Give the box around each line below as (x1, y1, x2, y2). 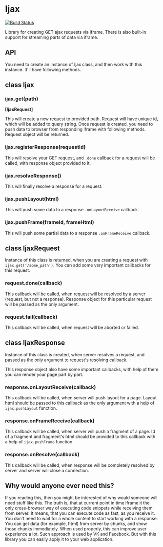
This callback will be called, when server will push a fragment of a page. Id (5, 429, 155, 435)
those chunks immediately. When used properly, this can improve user (5, 525, 147, 531)
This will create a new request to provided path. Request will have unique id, (5, 116, 159, 122)
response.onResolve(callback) (5, 451, 80, 458)
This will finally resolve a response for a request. (5, 183, 102, 189)
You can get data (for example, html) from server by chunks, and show (5, 521, 147, 526)
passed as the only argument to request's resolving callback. (5, 357, 128, 363)
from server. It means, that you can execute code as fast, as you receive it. (5, 510, 155, 516)
